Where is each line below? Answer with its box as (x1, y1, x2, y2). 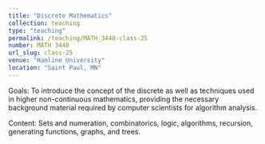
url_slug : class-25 (8, 49, 73, 57)
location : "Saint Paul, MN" (8, 64, 102, 72)
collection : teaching (8, 19, 81, 27)
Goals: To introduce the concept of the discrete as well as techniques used (8, 86, 255, 95)
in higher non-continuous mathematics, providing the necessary (8, 94, 220, 104)
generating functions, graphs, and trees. (8, 126, 141, 136)
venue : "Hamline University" (8, 57, 105, 65)
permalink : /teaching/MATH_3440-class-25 (8, 34, 148, 42)
